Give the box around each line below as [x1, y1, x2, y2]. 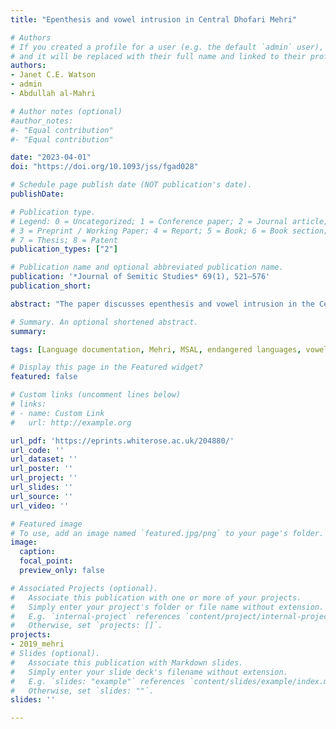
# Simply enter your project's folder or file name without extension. [10, 602, 325, 612]
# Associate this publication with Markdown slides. [10, 657, 244, 668]
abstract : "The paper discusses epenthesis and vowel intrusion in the [10, 299, 315, 309]
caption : [19, 547, 56, 557]
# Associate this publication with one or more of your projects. [10, 592, 302, 603]
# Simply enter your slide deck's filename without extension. [10, 667, 288, 677]
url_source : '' [10, 491, 74, 501]
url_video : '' [10, 501, 70, 511]
